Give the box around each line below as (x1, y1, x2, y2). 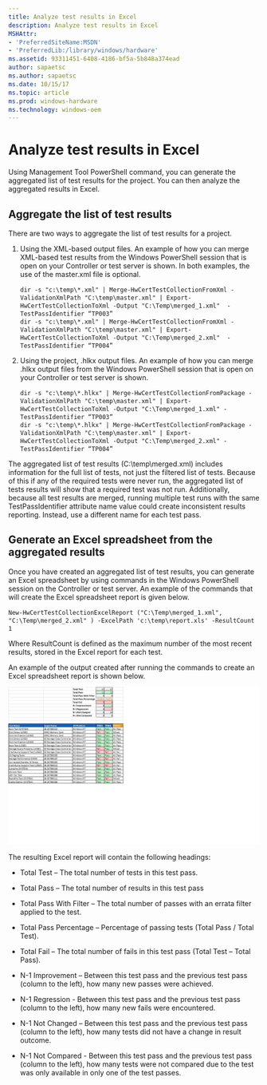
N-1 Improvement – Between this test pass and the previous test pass (19, 970, 248, 980)
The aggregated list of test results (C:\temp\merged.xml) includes (8, 459, 223, 469)
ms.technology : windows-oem (8, 105, 102, 113)
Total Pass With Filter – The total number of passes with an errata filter (19, 898, 252, 908)
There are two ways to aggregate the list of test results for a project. (8, 228, 233, 238)
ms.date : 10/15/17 (8, 80, 69, 88)
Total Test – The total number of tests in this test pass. (19, 867, 198, 877)
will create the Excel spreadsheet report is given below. (8, 592, 190, 602)
